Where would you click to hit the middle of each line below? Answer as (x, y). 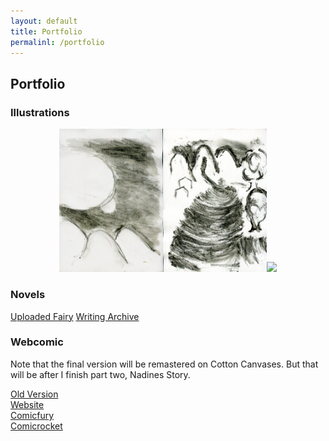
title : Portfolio (46, 31)
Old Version (34, 394)
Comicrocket (36, 426)
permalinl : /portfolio (57, 42)
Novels (28, 295)
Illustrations (40, 112)
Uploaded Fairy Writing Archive (75, 316)
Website (27, 404)
